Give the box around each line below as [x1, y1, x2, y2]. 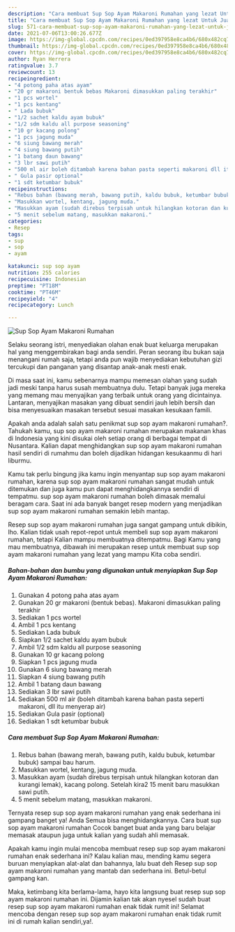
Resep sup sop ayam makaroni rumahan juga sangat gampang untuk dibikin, [8, 520, 227, 529]
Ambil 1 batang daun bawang [17, 680, 102, 689]
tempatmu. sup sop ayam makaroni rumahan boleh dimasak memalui [8, 493, 206, 501]
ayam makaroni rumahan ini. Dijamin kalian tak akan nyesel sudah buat [8, 895, 211, 903]
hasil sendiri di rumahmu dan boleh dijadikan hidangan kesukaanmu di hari [8, 449, 222, 458]
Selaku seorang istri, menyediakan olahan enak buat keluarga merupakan [8, 340, 219, 349]
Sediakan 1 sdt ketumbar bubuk [17, 717, 109, 726]
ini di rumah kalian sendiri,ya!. [8, 917, 93, 926]
